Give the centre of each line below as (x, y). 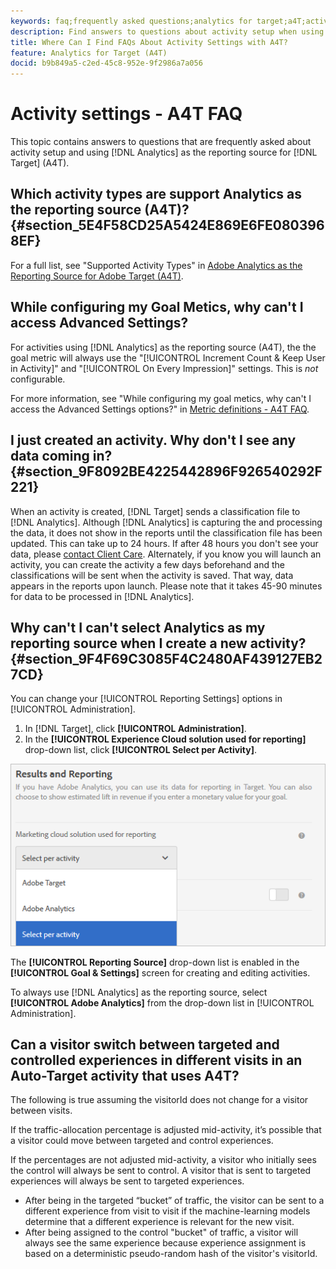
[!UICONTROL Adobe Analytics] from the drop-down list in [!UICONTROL (162, 1002)
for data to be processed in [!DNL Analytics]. (102, 596)
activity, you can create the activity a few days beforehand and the (148, 564)
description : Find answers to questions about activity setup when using (167, 31)
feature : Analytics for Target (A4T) (89, 53)
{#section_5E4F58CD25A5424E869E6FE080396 (167, 225)
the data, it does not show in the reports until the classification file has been (166, 532)
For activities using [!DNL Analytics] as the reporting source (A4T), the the (163, 347)
